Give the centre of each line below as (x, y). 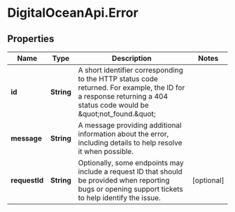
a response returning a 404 (123, 96)
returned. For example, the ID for (131, 87)
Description (131, 58)
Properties (31, 39)
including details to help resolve (130, 143)
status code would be (113, 105)
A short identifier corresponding (130, 70)
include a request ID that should (130, 171)
